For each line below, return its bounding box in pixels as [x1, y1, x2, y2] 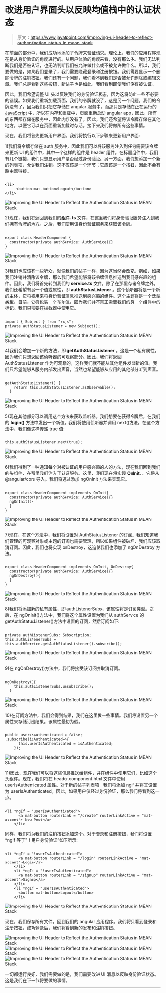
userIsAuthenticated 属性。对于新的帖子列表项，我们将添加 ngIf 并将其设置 [5, 782, 157, 788]
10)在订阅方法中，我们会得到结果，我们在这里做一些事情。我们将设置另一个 [5, 712, 158, 718]
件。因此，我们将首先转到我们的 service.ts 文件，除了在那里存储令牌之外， [5, 280, 159, 286]
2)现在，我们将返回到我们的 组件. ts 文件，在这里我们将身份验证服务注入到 [5, 215, 155, 220]
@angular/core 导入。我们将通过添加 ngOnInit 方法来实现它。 [5, 476, 130, 482]
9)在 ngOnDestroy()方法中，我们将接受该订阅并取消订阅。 [5, 665, 123, 671]
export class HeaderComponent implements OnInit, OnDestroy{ [5, 564, 133, 569]
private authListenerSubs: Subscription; [5, 632, 92, 638]
